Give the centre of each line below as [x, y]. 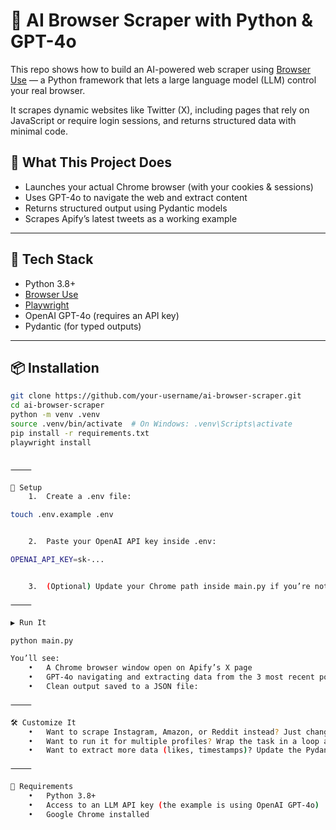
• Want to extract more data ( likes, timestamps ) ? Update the [165, 750]
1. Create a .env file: [80, 497]
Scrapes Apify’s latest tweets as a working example [131, 218]
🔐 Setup [26, 487]
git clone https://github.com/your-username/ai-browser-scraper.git [156, 396]
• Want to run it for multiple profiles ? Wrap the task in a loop [174, 741]
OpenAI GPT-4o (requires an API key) [102, 315]
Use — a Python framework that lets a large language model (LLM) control [163, 80]
